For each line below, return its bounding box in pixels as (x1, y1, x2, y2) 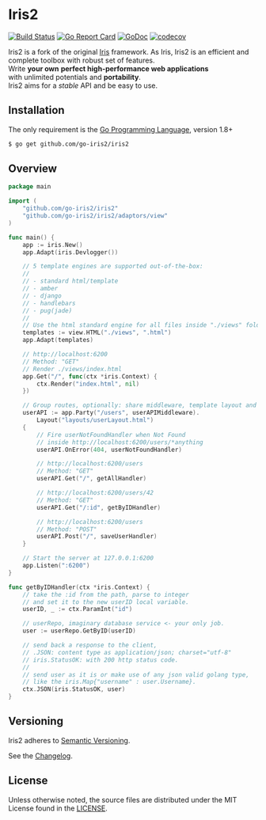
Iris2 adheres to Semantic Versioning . (8, 735, 131, 745)
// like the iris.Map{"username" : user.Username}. (22, 678, 196, 686)
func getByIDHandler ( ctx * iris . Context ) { (8, 583, 150, 591)
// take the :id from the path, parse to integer (22, 590, 190, 598)
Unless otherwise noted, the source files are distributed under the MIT (8, 795, 237, 804)
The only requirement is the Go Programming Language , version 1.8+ (8, 124, 234, 134)
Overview (8, 162, 58, 176)
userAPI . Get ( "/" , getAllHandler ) (36, 475, 147, 483)
